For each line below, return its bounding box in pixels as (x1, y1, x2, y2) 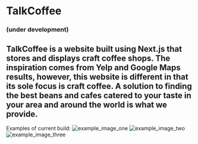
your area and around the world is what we (6, 99, 168, 109)
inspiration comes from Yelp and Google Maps (6, 62, 181, 73)
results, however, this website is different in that (6, 71, 188, 82)
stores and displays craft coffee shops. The (6, 53, 171, 63)
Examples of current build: (6, 124, 71, 132)
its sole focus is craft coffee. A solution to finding (6, 81, 192, 91)
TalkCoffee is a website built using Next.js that (6, 43, 183, 54)
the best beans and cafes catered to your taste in (6, 90, 191, 101)
